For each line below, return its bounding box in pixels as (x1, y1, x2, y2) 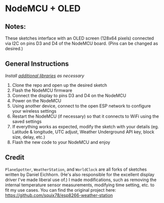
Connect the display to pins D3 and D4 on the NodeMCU (12, 92, 126, 98)
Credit (5, 153, 24, 162)
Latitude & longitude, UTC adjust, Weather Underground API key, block (12, 129, 155, 135)
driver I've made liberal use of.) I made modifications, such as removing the (5, 177, 157, 183)
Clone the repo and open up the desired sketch (12, 82, 107, 88)
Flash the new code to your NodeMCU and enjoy (12, 139, 111, 145)
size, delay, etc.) (12, 134, 45, 140)
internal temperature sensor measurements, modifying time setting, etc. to (5, 182, 155, 188)
